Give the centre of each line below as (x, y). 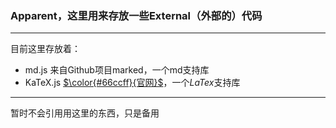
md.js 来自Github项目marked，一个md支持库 (117, 70)
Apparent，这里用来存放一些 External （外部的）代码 (136, 15)
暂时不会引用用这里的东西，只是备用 (85, 113)
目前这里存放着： (45, 49)
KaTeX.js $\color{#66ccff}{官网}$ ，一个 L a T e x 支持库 (132, 83)
